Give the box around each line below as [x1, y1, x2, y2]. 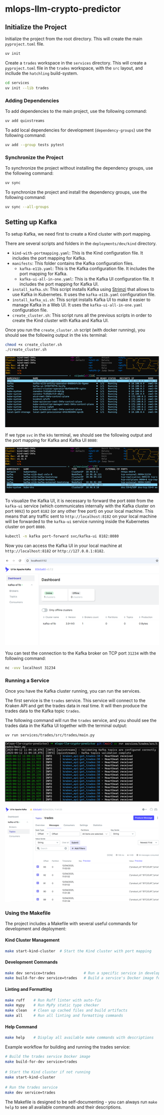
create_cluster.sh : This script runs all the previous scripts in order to [12, 312, 152, 318]
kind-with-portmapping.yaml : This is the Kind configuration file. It [12, 250, 143, 256]
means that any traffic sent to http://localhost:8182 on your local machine [5, 513, 157, 519]
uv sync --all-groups [5, 204, 49, 209]
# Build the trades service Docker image [5, 1054, 91, 1059]
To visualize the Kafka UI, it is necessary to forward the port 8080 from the [5, 498, 154, 504]
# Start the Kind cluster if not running [5, 1070, 91, 1074]
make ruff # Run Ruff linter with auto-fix [5, 998, 102, 1003]
